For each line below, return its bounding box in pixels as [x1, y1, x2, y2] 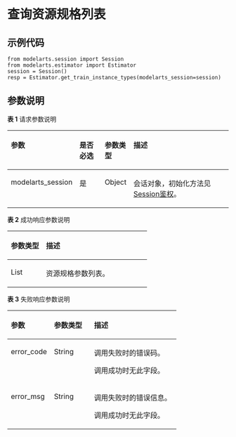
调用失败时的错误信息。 [93, 393, 172, 403]
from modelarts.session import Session [7, 56, 124, 63]
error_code [11, 346, 48, 356]
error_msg [11, 391, 46, 401]
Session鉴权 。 [133, 189, 181, 199]
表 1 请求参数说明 [7, 115, 57, 123]
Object [104, 177, 127, 187]
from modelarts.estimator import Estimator [7, 62, 137, 69]
